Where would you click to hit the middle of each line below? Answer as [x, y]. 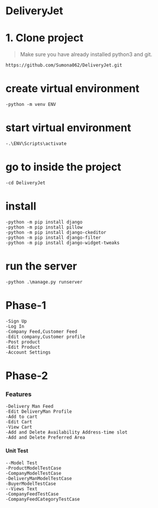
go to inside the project [64, 167]
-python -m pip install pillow [44, 227]
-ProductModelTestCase [33, 468]
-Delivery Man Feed [30, 407]
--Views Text [22, 489]
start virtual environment [68, 128]
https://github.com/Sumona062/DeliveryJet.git [64, 65]
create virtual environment [72, 89]
